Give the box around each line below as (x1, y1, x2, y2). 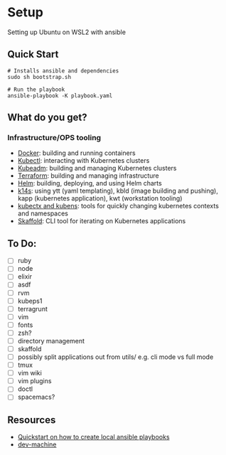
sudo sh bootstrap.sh (7, 73, 72, 80)
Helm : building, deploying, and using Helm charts (17, 179, 162, 188)
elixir (17, 272, 33, 281)
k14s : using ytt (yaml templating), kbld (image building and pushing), (17, 186, 218, 196)
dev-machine (17, 440, 57, 449)
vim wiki (17, 369, 43, 378)
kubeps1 (17, 296, 43, 305)
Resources (7, 414, 56, 426)
